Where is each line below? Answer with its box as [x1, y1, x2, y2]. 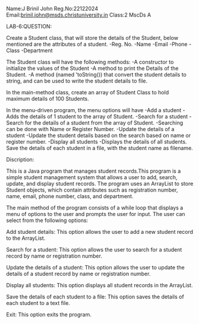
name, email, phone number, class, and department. [6, 193, 134, 199]
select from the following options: [6, 217, 89, 224]
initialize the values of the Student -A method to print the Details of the [6, 65, 179, 72]
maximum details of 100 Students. [6, 95, 89, 102]
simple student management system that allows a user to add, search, [6, 174, 178, 180]
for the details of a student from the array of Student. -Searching [24, 119, 184, 126]
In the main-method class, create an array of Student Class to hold [6, 89, 169, 96]
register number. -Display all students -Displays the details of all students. [6, 138, 187, 145]
